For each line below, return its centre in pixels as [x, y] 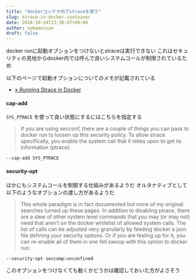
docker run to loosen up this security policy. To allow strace [93, 135]
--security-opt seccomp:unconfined [50, 258]
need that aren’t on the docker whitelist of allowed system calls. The [103, 223]
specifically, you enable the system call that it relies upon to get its [101, 141]
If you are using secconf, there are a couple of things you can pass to [105, 129]
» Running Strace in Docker [48, 90]
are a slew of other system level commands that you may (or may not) [105, 216]
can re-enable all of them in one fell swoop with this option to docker [104, 241]
